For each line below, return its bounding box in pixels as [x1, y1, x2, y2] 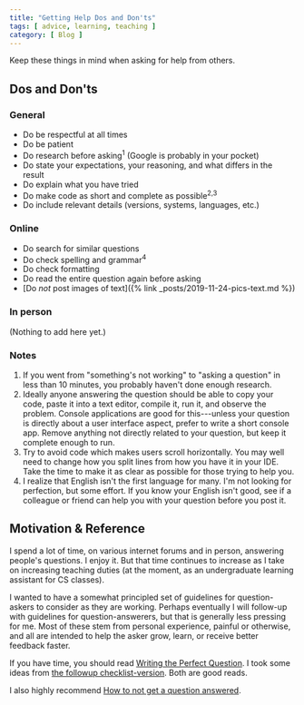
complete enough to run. [22, 436, 115, 447]
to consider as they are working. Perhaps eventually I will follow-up [35, 601, 288, 612]
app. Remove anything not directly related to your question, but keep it [22, 427, 287, 438]
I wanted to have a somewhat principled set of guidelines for [9, 592, 236, 602]
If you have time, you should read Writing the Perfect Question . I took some [9, 657, 290, 668]
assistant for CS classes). [9, 573, 104, 585]
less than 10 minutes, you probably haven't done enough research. [22, 378, 272, 390]
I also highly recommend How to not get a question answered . [9, 684, 242, 695]
